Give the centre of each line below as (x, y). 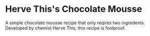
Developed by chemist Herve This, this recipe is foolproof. (65, 28)
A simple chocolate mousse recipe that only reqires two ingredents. (75, 23)
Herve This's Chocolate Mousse (74, 9)
